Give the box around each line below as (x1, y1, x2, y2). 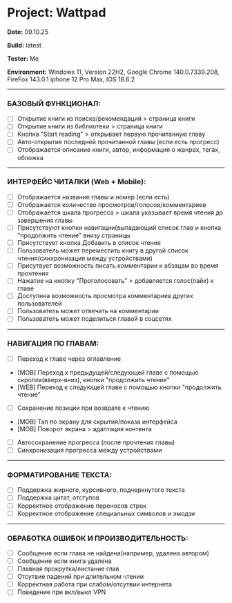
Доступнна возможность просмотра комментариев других (17, 292, 193, 300)
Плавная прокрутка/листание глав (17, 564, 119, 573)
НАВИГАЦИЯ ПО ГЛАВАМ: (7, 339, 99, 348)
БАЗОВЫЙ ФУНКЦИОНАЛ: (7, 99, 101, 108)
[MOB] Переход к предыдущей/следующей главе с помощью (17, 368, 199, 377)
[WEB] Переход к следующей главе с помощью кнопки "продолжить (17, 383, 222, 391)
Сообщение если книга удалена (17, 557, 112, 565)
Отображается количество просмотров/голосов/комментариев (17, 200, 206, 208)
